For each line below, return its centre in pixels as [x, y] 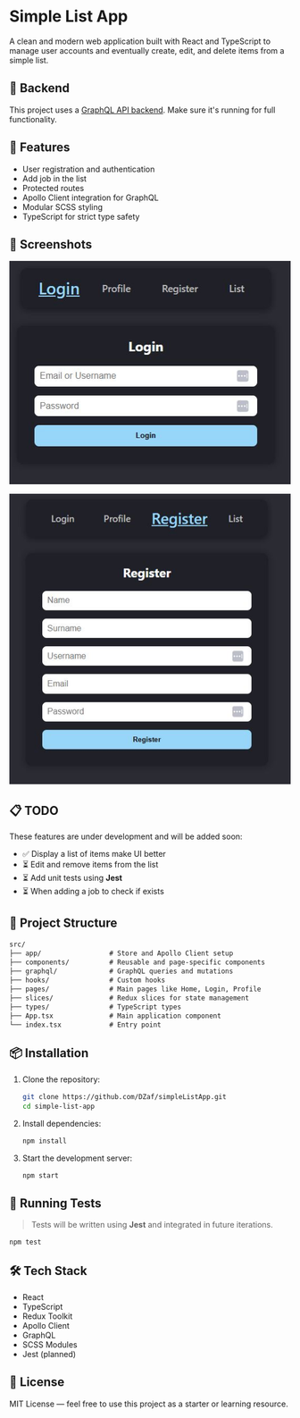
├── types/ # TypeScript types [95, 1007]
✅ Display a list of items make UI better [94, 854]
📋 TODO [34, 810]
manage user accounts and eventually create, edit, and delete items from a [147, 50]
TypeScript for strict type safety [81, 216]
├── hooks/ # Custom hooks [87, 980]
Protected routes [53, 188]
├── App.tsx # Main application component [115, 1016]
